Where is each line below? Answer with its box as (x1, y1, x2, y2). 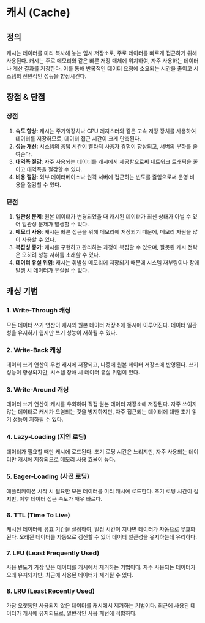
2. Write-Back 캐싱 (6, 346, 62, 354)
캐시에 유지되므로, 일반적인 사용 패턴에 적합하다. (22, 609, 137, 617)
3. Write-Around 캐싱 (6, 385, 69, 393)
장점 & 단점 (6, 92, 46, 103)
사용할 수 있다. (21, 236, 56, 243)
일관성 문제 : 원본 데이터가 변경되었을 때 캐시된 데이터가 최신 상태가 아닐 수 (15, 212, 192, 220)
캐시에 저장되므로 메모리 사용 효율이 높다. (17, 455, 116, 463)
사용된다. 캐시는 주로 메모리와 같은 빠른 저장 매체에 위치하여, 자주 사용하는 (6, 57, 182, 64)
